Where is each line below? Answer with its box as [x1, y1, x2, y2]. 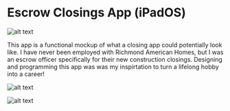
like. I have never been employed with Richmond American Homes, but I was [7, 48, 224, 56]
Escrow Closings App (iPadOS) [7, 5, 187, 21]
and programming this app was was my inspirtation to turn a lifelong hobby [7, 62, 220, 71]
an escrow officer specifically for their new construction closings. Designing [7, 55, 223, 63]
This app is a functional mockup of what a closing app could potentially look [7, 40, 222, 49]
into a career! [7, 70, 45, 78]
